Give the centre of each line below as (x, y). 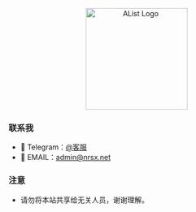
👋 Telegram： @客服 (54, 147)
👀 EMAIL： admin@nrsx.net (65, 158)
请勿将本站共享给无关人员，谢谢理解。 (84, 200)
